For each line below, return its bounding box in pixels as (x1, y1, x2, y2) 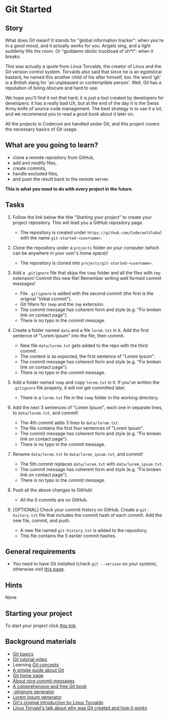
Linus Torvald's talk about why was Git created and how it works (12, 705, 148, 711)
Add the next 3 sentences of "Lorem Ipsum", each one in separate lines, (12, 404, 163, 410)
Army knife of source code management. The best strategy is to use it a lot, (5, 106, 163, 111)
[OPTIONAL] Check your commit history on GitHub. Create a (12, 507, 139, 513)
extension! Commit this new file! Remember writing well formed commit (12, 275, 162, 281)
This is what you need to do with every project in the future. (5, 185, 133, 192)
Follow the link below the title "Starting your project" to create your (12, 214, 152, 220)
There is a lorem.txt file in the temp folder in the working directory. (20, 394, 159, 400)
